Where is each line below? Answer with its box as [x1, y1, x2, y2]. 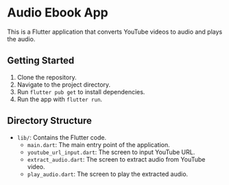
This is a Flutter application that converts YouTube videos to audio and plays [7, 28, 223, 36]
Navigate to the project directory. [16, 80, 111, 89]
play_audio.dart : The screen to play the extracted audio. [27, 170, 189, 178]
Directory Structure [7, 115, 93, 127]
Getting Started [7, 55, 75, 67]
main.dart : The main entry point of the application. [27, 140, 170, 149]
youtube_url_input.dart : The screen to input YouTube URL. [27, 148, 195, 156]
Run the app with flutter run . [16, 95, 103, 103]
